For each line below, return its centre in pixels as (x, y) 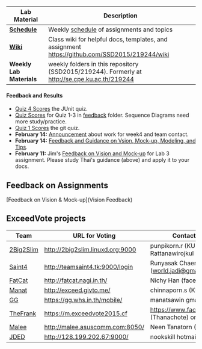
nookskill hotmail (174, 336)
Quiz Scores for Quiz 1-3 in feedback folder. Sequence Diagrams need (102, 115)
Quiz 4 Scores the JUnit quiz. (51, 109)
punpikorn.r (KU (173, 246)
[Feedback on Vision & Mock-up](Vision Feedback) (69, 200)
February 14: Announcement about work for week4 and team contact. (102, 134)
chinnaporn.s (169, 290)
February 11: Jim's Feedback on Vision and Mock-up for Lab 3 (92, 153)
